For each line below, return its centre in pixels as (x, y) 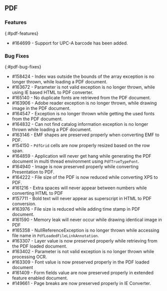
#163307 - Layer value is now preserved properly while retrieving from (85, 241)
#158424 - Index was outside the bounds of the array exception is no (83, 76)
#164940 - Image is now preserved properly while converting (75, 166)
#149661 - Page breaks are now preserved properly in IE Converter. (81, 283)
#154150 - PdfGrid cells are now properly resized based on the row (81, 145)
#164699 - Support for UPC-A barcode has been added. (70, 43)
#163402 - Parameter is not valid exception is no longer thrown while (83, 251)
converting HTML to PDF (37, 193)
